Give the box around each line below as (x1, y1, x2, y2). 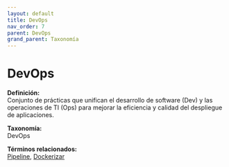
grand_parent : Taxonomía (7, 36, 79, 43)
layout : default (7, 10, 54, 17)
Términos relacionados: (7, 145, 78, 153)
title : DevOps (7, 17, 49, 24)
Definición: (7, 89, 40, 97)
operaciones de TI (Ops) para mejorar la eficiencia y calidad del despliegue (7, 103, 223, 112)
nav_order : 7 (7, 23, 45, 30)
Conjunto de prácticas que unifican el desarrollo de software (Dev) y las (7, 96, 213, 105)
